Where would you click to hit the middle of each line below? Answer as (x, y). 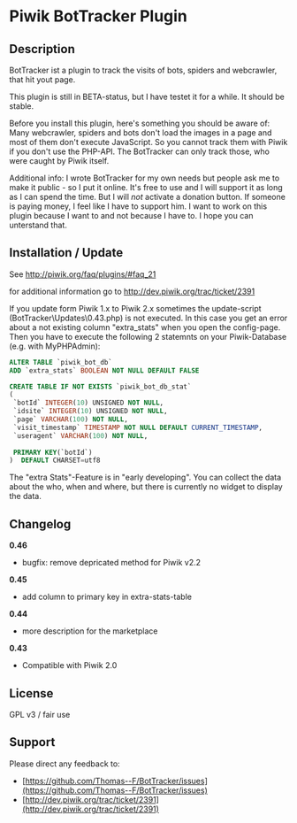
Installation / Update (66, 253)
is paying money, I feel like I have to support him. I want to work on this (138, 206)
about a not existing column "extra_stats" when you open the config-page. (145, 327)
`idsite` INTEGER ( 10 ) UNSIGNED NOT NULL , (90, 411)
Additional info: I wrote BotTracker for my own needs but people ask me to (145, 178)
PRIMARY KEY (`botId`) (53, 452)
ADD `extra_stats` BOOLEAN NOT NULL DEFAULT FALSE (104, 370)
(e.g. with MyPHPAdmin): (55, 346)
